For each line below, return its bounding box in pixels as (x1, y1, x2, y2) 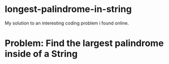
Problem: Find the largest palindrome (5, 37, 164, 49)
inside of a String (5, 48, 78, 59)
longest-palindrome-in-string (5, 3, 132, 15)
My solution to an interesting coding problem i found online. (5, 20, 129, 26)
